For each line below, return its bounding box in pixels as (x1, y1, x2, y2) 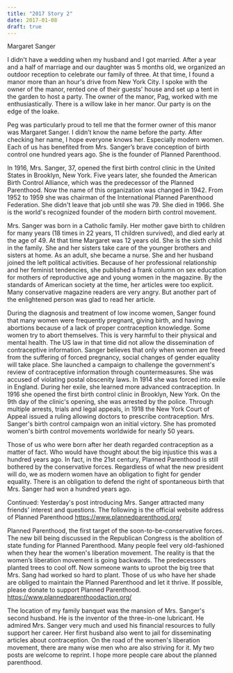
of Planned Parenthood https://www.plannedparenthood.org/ (7, 513, 182, 521)
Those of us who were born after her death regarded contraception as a (7, 441, 214, 449)
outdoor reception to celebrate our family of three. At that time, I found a (7, 70, 214, 79)
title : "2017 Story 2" (7, 10, 73, 17)
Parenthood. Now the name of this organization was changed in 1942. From (7, 186, 224, 195)
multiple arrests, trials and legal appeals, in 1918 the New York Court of (7, 405, 210, 414)
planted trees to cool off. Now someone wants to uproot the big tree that (7, 564, 214, 572)
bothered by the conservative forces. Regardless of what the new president (7, 463, 224, 471)
